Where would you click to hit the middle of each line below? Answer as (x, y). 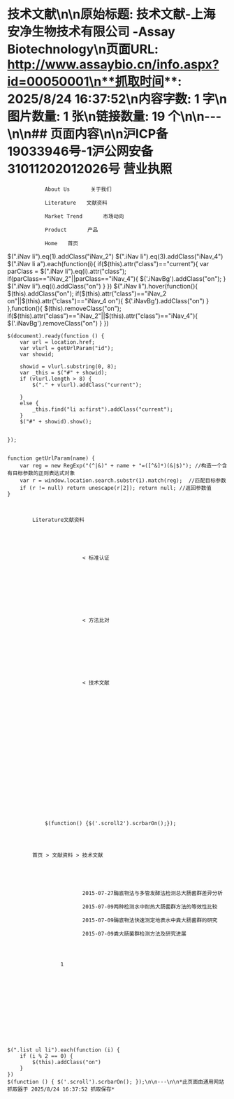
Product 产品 (71, 230)
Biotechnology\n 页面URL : (83, 49)
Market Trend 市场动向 (84, 216)
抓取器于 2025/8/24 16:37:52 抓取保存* (61, 1089)
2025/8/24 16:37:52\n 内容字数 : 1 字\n (117, 99)
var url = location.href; (58, 342)
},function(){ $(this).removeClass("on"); (64, 308)
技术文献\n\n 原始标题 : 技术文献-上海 (111, 14)
